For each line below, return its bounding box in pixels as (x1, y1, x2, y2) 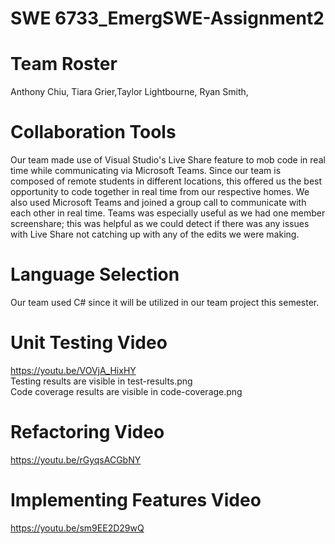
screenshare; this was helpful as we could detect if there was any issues (10, 218, 310, 230)
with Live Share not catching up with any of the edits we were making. (10, 228, 300, 241)
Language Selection (10, 263, 180, 286)
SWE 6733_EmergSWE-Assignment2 (10, 7, 325, 30)
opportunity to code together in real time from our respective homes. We (10, 186, 310, 198)
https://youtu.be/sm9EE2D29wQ (10, 522, 145, 534)
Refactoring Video (10, 421, 165, 444)
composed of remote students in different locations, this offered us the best (10, 175, 323, 187)
